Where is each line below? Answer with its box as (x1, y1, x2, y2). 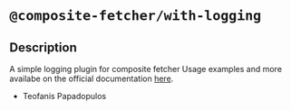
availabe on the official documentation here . (9, 73, 174, 84)
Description (9, 40, 77, 55)
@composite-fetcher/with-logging (9, 7, 262, 24)
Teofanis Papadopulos (22, 91, 107, 101)
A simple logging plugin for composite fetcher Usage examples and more (9, 64, 283, 74)
